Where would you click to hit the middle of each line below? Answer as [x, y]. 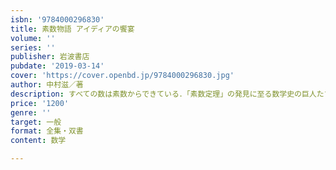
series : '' [33, 47]
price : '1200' [40, 103]
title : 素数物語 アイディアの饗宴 [72, 29]
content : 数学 [38, 141]
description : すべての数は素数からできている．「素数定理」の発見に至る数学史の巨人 [163, 94]
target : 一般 [36, 122]
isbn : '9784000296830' [57, 19]
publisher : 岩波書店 [50, 57]
